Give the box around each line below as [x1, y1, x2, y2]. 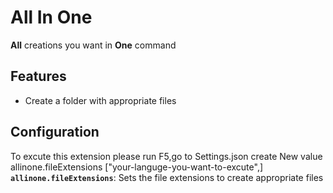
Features [10, 68, 67, 85]
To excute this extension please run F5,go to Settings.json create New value [10, 150, 323, 162]
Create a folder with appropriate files [24, 94, 177, 106]
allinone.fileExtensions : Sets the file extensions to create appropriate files [10, 171, 324, 183]
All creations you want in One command [10, 39, 177, 51]
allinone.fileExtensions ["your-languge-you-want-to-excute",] [10, 161, 264, 173]
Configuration [10, 124, 100, 141]
